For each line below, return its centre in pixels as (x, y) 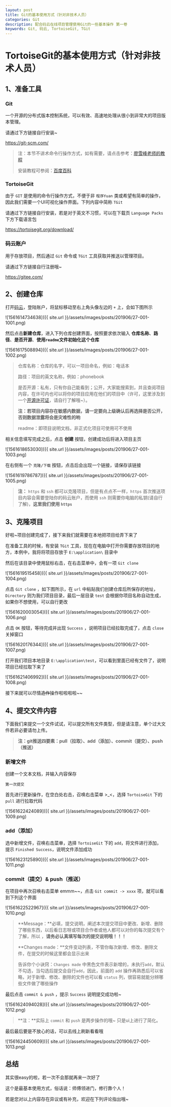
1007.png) (16, 650)
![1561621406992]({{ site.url (35, 677)
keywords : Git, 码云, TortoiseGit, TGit (48, 29)
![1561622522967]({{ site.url (35, 907)
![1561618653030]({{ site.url (35, 450)
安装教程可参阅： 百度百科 (45, 170)
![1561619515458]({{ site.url (34, 573)
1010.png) (16, 913)
